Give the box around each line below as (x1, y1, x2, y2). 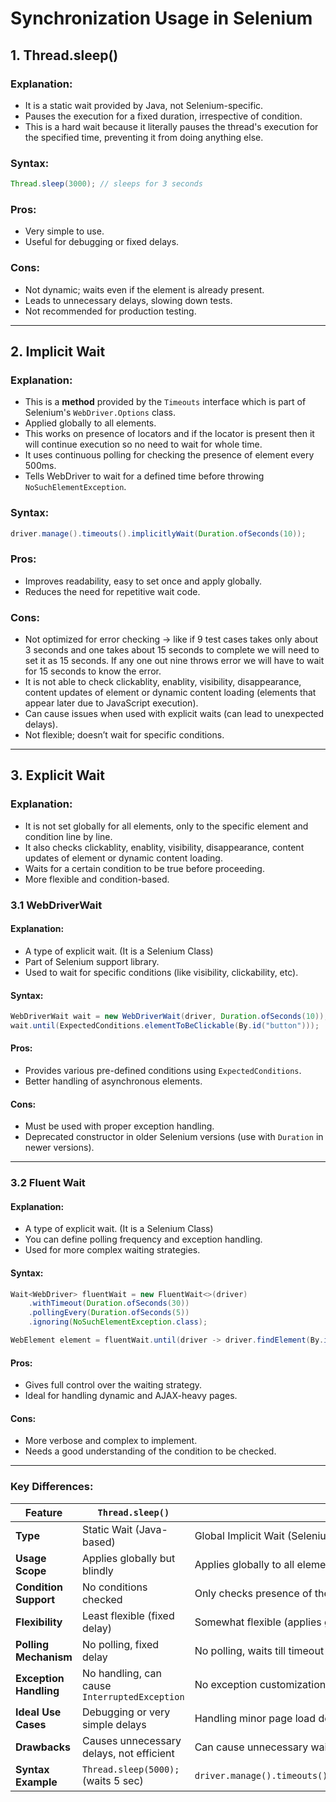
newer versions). (24, 1142, 95, 1154)
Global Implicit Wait (194, 1528, 285, 1542)
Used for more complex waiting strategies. (24, 1244, 201, 1256)
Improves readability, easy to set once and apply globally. (24, 575, 263, 587)
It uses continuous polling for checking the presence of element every (24, 449, 315, 461)
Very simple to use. (24, 225, 105, 237)
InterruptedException (81, 1691, 185, 1702)
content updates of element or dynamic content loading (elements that (24, 687, 317, 699)
